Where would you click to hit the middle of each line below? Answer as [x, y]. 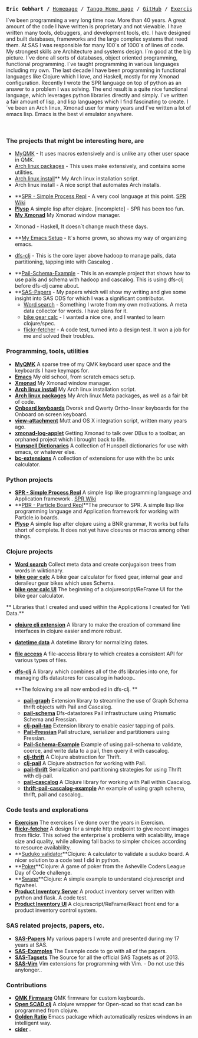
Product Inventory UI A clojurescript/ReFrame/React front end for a [97, 904]
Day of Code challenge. [43, 873]
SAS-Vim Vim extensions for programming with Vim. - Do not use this [99, 963]
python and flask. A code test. [51, 898]
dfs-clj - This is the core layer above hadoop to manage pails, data [95, 256]
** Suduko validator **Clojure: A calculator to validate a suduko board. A [102, 854]
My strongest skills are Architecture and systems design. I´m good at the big [99, 51]
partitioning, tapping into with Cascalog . [64, 262]
